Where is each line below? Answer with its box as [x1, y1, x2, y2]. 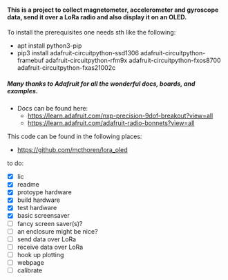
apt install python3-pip [17, 41, 82, 50]
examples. [7, 86, 38, 95]
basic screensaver [17, 212, 70, 220]
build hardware [17, 196, 61, 204]
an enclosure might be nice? [17, 227, 98, 235]
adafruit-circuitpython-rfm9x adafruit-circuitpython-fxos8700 [45, 56, 221, 65]
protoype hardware [17, 188, 73, 196]
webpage [17, 258, 45, 266]
